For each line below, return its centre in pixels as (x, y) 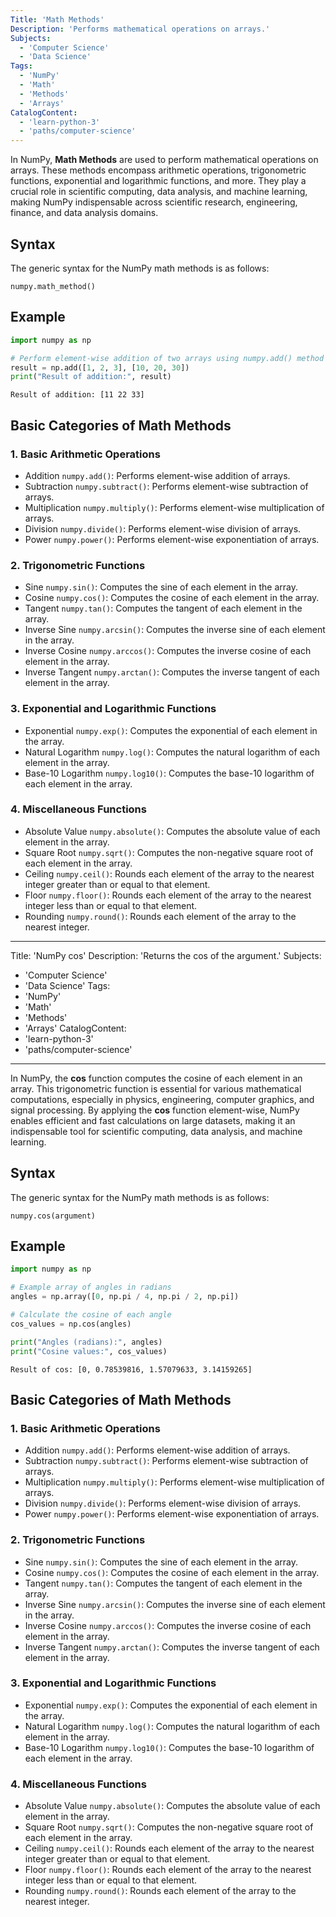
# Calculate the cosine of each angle (91, 1315)
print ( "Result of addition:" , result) (91, 377)
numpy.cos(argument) (53, 1216)
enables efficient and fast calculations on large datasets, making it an (153, 1120)
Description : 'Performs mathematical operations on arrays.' (140, 29)
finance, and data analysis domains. (84, 213)
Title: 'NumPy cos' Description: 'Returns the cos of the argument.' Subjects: (166, 955)
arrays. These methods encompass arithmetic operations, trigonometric (158, 170)
